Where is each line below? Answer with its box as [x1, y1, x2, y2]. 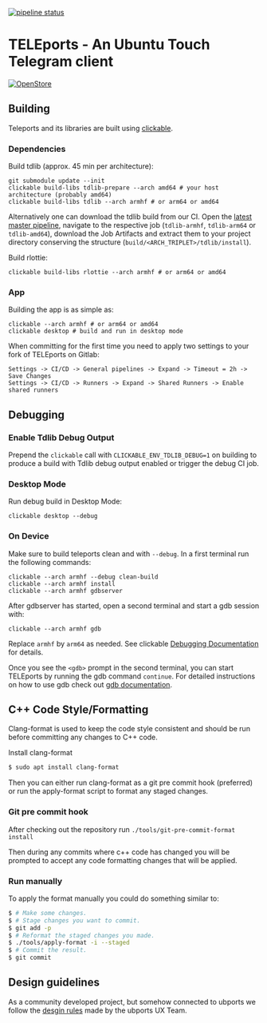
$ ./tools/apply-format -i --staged [8, 939, 130, 947]
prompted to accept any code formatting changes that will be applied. [8, 855, 238, 865]
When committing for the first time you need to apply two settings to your [8, 341, 249, 351]
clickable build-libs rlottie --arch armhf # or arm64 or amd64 [8, 269, 226, 277]
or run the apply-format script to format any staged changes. [8, 786, 209, 796]
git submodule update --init [8, 177, 105, 185]
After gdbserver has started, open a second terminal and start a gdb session [8, 600, 260, 611]
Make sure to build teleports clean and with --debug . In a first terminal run [8, 548, 249, 559]
